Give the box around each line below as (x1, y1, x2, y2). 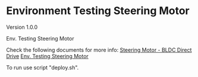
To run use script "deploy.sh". (6, 63, 79, 71)
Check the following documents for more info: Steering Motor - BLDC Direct (6, 46, 192, 53)
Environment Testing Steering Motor (6, 4, 190, 18)
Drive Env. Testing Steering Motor (6, 52, 89, 59)
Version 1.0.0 (6, 24, 38, 31)
